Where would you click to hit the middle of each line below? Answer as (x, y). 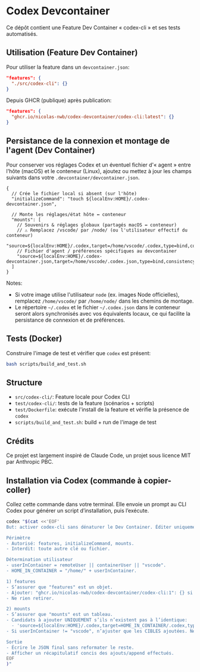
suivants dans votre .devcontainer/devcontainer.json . (73, 177)
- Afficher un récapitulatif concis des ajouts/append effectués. (90, 653)
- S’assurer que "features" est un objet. (60, 587)
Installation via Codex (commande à (74, 481)
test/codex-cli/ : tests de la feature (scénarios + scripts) (85, 403)
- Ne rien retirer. (30, 598)
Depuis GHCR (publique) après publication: (59, 100)
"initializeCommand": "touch (48, 199)
